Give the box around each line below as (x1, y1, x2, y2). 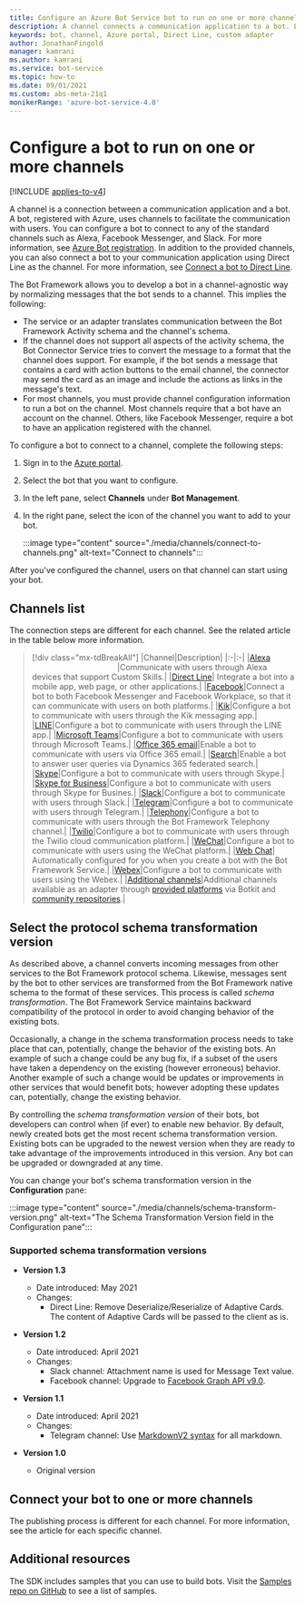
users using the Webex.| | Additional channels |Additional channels (31, 874, 278, 886)
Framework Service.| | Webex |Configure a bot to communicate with (31, 865, 282, 876)
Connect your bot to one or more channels (9, 1491, 254, 1507)
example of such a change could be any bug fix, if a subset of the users (9, 1053, 279, 1064)
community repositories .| (31, 894, 126, 905)
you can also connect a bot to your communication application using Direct (9, 252, 290, 263)
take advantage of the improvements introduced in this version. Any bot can (9, 1147, 293, 1158)
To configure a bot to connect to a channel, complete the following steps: (9, 440, 283, 451)
